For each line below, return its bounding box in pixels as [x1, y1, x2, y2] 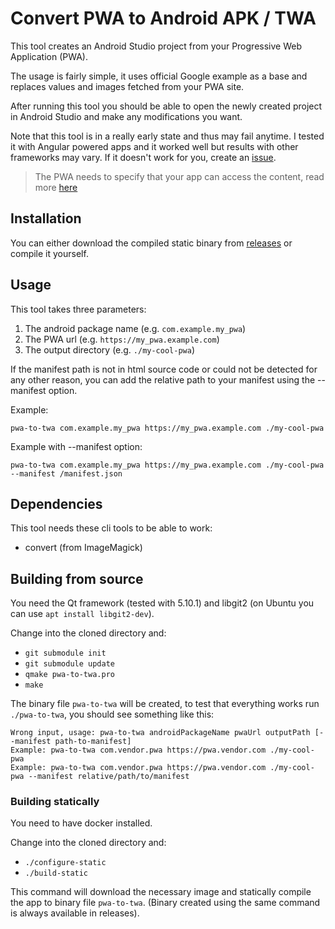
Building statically [10, 795, 100, 809]
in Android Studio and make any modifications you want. [10, 110, 243, 122]
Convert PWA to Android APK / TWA [10, 7, 317, 30]
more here [34, 181, 78, 193]
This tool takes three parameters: [10, 303, 147, 315]
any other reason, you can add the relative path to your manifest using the [10, 373, 316, 386]
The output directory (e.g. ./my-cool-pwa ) [24, 343, 196, 356]
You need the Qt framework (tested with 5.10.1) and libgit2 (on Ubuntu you [10, 597, 315, 609]
